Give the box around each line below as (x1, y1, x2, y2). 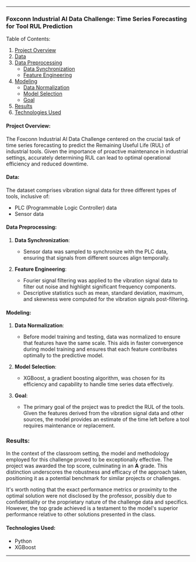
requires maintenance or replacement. (23, 422, 116, 429)
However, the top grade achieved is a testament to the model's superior (6, 505, 178, 512)
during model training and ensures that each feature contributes (23, 346, 178, 353)
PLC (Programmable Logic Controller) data (14, 204, 117, 211)
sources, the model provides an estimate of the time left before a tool (23, 416, 190, 423)
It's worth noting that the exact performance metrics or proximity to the (6, 486, 177, 493)
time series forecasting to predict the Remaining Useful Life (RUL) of (6, 142, 170, 149)
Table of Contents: (6, 36, 51, 43)
